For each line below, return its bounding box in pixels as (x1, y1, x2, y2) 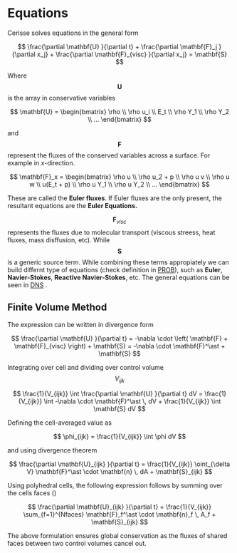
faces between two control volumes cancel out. (7, 539, 147, 548)
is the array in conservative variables (7, 93, 116, 102)
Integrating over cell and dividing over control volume (7, 363, 164, 371)
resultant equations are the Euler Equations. (7, 201, 137, 210)
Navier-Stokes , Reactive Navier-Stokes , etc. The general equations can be (7, 273, 230, 281)
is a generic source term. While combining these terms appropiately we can (7, 258, 229, 267)
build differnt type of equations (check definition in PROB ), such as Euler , (7, 265, 223, 274)
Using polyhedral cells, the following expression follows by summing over (7, 481, 223, 490)
